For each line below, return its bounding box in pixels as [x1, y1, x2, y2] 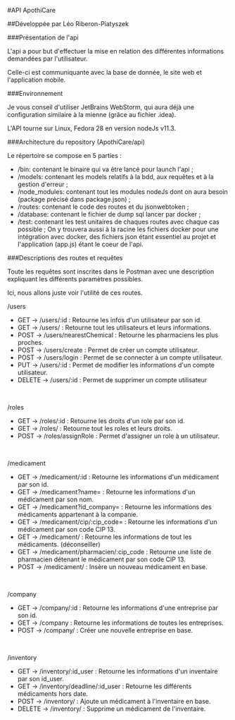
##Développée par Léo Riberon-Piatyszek [7, 20, 129, 28]
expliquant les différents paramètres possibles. [7, 275, 143, 283]
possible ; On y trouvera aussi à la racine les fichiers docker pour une [17, 225, 219, 233]
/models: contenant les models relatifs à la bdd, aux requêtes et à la [17, 173, 215, 181]
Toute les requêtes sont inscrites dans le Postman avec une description [7, 267, 215, 276]
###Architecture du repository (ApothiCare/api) [7, 138, 146, 146]
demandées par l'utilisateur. [7, 54, 88, 63]
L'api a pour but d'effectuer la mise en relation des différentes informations [7, 47, 224, 55]
